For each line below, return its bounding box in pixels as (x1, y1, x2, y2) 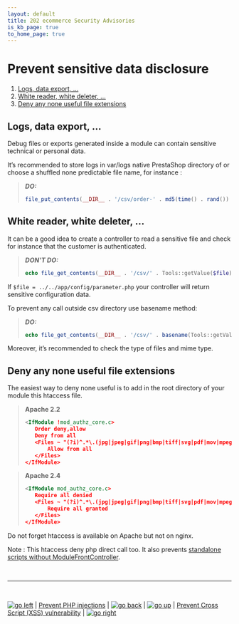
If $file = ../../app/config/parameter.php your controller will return (7, 282, 210, 291)
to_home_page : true (7, 30, 65, 38)
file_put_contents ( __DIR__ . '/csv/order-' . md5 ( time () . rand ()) (24, 196, 230, 203)
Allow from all (47, 445, 92, 452)
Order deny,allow (34, 425, 86, 433)
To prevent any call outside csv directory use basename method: (7, 303, 198, 312)
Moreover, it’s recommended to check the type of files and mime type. (7, 344, 213, 353)
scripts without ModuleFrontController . (7, 553, 121, 561)
